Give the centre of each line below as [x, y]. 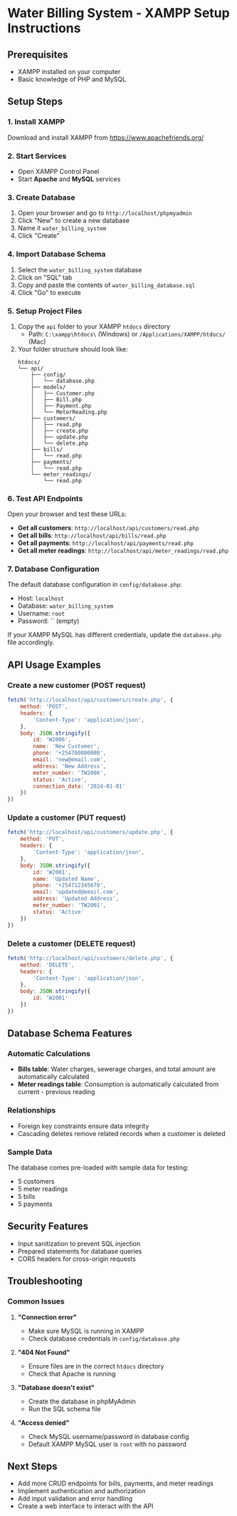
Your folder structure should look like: [73, 349]
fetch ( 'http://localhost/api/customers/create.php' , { [90, 700]
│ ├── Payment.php [61, 406]
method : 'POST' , [44, 707]
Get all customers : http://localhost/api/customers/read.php [108, 528]
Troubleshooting [45, 1281]
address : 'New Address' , [70, 766]
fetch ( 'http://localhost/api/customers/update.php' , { [90, 832]
